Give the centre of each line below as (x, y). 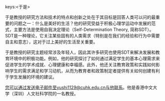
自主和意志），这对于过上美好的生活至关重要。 (51, 42)
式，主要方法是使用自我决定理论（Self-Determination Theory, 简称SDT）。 (79, 30)
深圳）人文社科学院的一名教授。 (46, 94)
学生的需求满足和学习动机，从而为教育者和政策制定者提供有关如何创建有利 (84, 71)
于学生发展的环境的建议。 (31, 77)
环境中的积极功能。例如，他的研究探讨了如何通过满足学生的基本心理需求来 (84, 58)
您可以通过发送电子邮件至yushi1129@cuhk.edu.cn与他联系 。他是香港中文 (79, 87)
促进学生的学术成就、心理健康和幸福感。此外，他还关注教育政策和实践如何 (80, 65)
